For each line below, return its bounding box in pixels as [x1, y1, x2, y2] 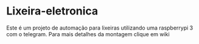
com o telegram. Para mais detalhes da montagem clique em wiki [6, 30, 170, 37]
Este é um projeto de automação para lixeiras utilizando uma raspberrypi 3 [6, 24, 194, 31]
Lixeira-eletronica [6, 4, 99, 18]
